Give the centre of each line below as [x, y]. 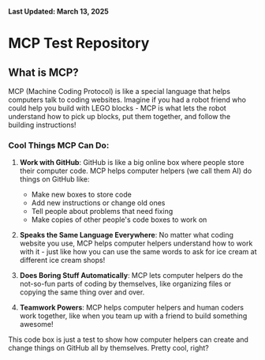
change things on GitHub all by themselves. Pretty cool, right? [108, 348]
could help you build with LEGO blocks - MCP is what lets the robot [117, 108]
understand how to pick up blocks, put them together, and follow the [119, 116]
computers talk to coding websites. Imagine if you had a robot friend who [127, 99]
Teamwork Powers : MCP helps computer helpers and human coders [132, 308]
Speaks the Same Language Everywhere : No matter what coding [127, 235]
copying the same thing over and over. [82, 292]
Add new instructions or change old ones [98, 203]
